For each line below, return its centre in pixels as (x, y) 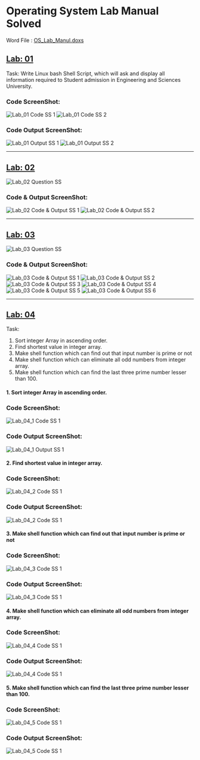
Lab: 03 (21, 235)
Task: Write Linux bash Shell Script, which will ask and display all (86, 73)
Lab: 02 (21, 168)
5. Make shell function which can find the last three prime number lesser (98, 688)
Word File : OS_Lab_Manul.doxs (45, 40)
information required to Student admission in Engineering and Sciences (93, 79)
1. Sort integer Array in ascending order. (57, 392)
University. (19, 86)
